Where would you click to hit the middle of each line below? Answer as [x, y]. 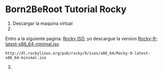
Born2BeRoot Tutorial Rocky [66, 9]
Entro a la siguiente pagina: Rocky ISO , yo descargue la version [71, 39]
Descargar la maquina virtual [43, 23]
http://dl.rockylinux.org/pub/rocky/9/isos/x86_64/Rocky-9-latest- [78, 53]
